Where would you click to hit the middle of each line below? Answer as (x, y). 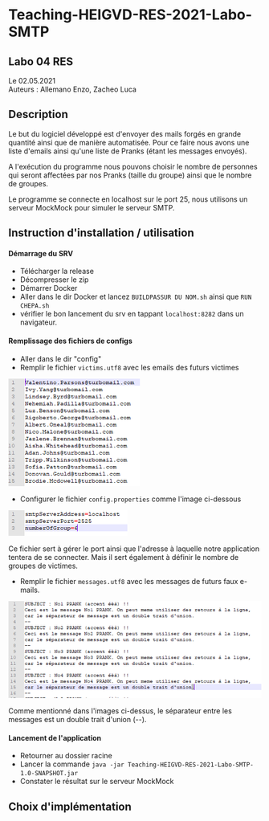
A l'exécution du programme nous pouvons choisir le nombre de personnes (133, 166)
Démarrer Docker (49, 288)
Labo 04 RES (41, 61)
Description (38, 114)
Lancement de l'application (55, 737)
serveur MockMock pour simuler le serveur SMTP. (92, 207)
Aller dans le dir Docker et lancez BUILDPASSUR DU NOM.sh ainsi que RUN (136, 297)
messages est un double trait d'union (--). (77, 720)
